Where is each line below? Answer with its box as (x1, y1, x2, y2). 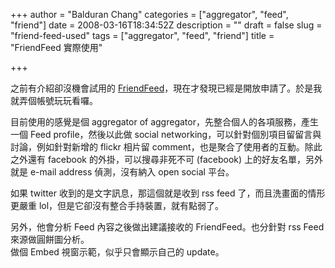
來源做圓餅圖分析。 (10, 234, 90, 245)
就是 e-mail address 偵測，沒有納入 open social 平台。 (10, 166, 235, 178)
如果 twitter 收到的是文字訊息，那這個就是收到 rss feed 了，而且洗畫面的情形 (10, 187, 326, 199)
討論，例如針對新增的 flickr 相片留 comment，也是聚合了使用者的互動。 (10, 141, 305, 153)
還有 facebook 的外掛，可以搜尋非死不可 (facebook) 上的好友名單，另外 (27, 154, 324, 165)
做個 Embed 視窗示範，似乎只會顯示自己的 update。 (10, 246, 225, 258)
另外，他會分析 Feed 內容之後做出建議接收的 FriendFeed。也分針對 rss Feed (10, 221, 325, 233)
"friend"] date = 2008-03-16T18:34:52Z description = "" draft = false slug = (10, 19, 323, 31)
